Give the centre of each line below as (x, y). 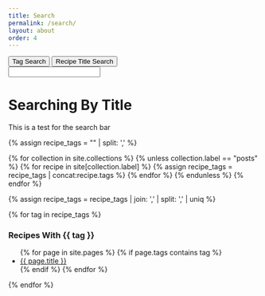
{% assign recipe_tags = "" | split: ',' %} (73, 143)
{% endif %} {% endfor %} (64, 270)
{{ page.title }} (43, 261)
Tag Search (29, 62)
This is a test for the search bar (60, 128)
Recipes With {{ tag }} (52, 235)
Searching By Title (70, 105)
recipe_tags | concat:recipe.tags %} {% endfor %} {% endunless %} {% (126, 176)
